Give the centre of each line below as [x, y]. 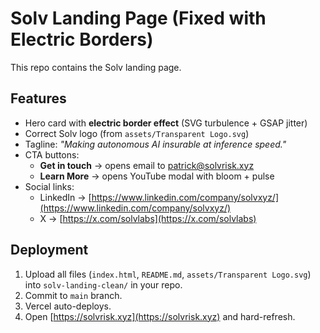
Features [38, 98]
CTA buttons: [52, 154]
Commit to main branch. [73, 295]
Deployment [49, 250]
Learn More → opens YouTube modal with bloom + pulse [157, 176]
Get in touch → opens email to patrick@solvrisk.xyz [147, 165]
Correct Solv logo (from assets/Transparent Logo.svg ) [137, 133]
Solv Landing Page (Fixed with [138, 18]
